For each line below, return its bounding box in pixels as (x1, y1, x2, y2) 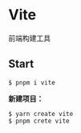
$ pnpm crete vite (8, 117, 70, 125)
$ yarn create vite (8, 110, 74, 118)
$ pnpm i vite (8, 78, 56, 86)
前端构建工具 (8, 33, 51, 43)
